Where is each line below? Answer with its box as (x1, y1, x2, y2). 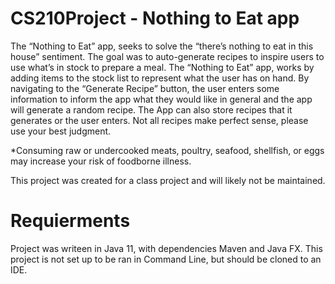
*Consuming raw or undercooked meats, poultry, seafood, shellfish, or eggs (10, 144, 325, 156)
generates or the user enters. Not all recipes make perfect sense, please (10, 114, 309, 126)
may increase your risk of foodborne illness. (10, 155, 192, 167)
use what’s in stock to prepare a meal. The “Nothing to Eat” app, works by (10, 61, 315, 73)
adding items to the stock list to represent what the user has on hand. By (10, 72, 310, 84)
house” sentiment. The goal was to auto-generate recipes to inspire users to (10, 50, 325, 62)
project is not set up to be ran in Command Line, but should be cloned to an (10, 253, 322, 265)
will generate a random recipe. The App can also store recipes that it (10, 103, 293, 116)
